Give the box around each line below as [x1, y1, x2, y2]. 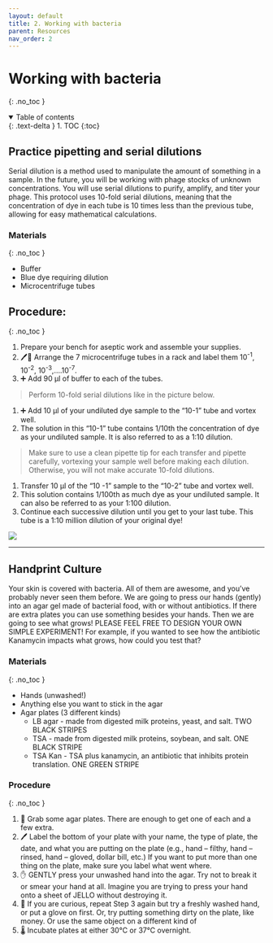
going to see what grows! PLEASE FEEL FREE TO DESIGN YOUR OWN [8, 618, 242, 628]
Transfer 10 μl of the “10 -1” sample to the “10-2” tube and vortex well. [19, 481, 254, 491]
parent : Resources [8, 27, 71, 35]
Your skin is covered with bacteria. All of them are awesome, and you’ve [8, 583, 250, 594]
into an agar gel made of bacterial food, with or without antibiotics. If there [8, 601, 258, 611]
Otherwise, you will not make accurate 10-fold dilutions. [28, 465, 215, 475]
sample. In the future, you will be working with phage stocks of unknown [8, 175, 252, 184]
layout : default [8, 11, 63, 20]
